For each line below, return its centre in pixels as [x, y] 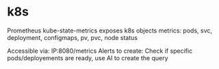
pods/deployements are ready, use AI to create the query [88, 57]
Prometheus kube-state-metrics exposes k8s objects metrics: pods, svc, [110, 30]
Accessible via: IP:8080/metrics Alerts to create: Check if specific [100, 51]
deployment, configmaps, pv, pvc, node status [73, 37]
